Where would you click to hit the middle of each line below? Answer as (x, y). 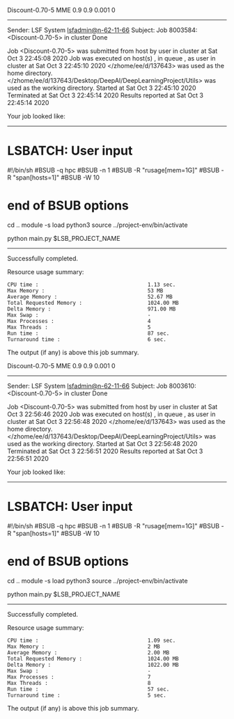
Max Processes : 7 (79, 677)
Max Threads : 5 (79, 327)
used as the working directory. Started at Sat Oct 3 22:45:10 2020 (102, 88)
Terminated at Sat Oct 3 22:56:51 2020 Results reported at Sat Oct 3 (105, 451)
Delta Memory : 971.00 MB (92, 309)
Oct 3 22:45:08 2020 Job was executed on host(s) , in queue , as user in (111, 58)
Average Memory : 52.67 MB (90, 297)
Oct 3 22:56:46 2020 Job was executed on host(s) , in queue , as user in (111, 414)
